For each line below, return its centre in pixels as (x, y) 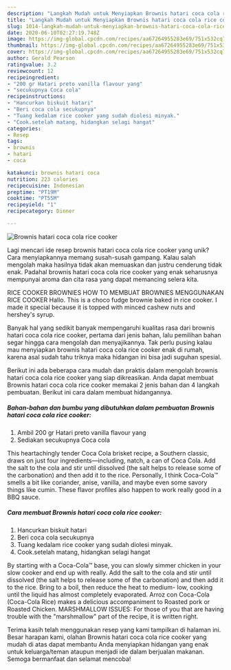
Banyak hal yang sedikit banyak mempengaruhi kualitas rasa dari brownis (111, 328)
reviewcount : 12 (30, 71)
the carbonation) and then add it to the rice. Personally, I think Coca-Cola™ (113, 475)
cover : (16, 52)
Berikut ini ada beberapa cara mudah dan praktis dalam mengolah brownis (112, 370)
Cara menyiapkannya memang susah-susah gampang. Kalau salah (101, 257)
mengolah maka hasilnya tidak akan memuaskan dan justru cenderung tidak (114, 265)
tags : (15, 142)
